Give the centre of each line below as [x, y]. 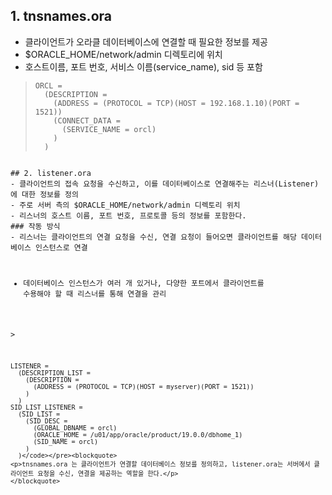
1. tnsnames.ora [61, 16]
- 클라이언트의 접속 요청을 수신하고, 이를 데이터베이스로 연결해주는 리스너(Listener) [165, 184]
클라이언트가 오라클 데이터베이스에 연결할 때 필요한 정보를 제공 [146, 41]
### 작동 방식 [35, 226]
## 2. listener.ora [51, 173]
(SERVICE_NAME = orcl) [109, 129]
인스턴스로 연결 [61, 247]
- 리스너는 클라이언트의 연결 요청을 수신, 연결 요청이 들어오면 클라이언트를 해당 [153, 237]
